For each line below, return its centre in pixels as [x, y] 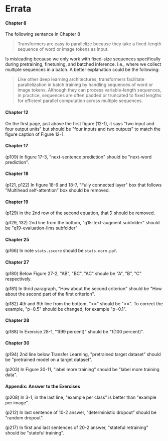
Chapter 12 [17, 112]
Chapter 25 [17, 239]
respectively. [18, 279]
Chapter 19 [17, 202]
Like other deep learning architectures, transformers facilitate [81, 79]
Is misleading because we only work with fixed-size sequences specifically [83, 59]
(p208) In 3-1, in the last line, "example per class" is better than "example [81, 397]
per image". [17, 403]
